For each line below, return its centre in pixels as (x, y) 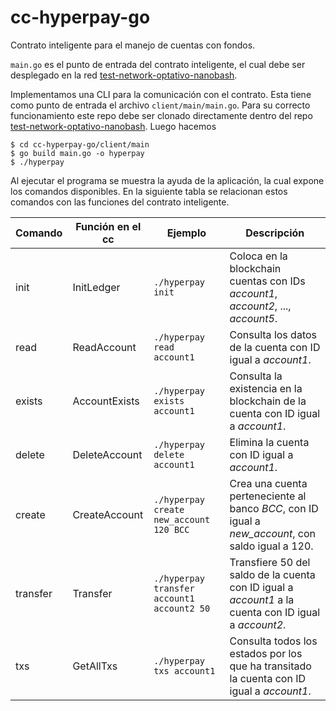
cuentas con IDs (267, 281)
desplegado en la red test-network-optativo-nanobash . (124, 75)
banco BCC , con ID (274, 508)
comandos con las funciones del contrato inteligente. (120, 202)
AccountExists (106, 401)
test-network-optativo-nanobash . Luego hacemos (113, 126)
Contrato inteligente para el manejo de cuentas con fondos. (133, 45)
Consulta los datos (273, 334)
